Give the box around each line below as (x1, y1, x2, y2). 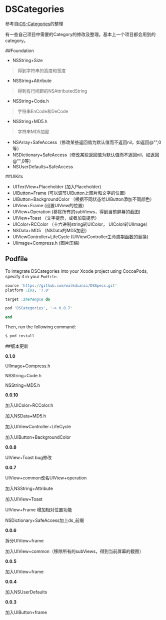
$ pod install (5, 334, 35, 339)
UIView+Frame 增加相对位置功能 (5, 507, 72, 512)
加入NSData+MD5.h (5, 413, 46, 419)
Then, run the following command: (5, 324, 76, 330)
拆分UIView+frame (5, 538, 44, 543)
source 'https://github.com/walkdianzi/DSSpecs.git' (5, 283, 117, 288)
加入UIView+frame (5, 569, 44, 574)
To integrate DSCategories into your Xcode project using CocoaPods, (5, 268, 148, 274)
